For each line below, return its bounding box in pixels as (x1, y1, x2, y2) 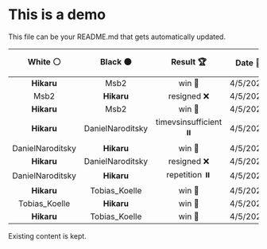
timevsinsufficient (155, 116, 222, 127)
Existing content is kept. (8, 231, 87, 240)
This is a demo (8, 6, 106, 24)
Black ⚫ (100, 56, 133, 67)
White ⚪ (27, 56, 61, 67)
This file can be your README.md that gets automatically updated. (8, 32, 226, 41)
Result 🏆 (170, 56, 207, 67)
